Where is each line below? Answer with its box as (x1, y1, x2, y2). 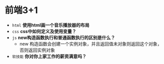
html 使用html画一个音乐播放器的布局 (12, 22, 90, 28)
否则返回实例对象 (19, 47, 55, 53)
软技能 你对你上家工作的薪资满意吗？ (12, 53, 87, 59)
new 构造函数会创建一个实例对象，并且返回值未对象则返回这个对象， (19, 40, 162, 46)
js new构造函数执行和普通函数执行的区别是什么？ (12, 34, 115, 40)
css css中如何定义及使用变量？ (12, 28, 76, 34)
